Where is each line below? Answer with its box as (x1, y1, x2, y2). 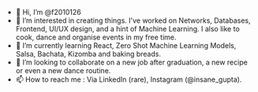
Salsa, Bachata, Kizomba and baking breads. (15, 50, 162, 58)
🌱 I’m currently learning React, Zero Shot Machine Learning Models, (15, 41, 237, 50)
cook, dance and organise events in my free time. (15, 32, 177, 42)
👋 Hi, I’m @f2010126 (15, 8, 81, 17)
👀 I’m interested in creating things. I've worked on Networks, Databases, (15, 16, 251, 25)
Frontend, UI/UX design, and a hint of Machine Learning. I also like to (15, 24, 241, 33)
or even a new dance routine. (15, 66, 111, 75)
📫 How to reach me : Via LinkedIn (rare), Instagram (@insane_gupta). (15, 75, 242, 84)
